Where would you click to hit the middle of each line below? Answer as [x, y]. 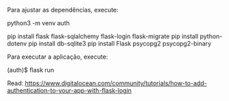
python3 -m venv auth [38, 23]
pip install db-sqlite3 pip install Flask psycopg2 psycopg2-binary [120, 43]
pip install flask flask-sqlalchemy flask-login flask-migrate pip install [103, 36]
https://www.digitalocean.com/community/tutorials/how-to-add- [116, 83]
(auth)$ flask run [31, 70]
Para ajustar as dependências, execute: [63, 10]
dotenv [17, 43]
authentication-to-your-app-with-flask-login [70, 90]
